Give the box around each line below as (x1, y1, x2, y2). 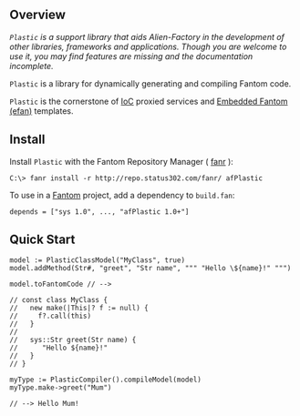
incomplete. (9, 60, 54, 71)
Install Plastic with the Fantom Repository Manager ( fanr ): (9, 156, 234, 167)
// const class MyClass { (9, 296, 108, 305)
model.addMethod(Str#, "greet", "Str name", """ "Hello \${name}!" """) (9, 264, 292, 273)
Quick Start (9, 232, 76, 248)
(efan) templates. (9, 105, 74, 117)
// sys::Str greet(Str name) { (9, 336, 137, 345)
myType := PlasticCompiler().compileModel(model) (9, 375, 202, 385)
